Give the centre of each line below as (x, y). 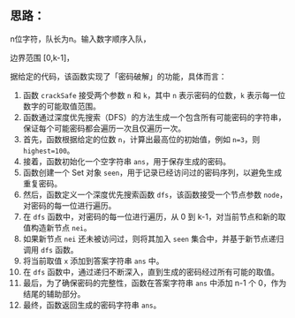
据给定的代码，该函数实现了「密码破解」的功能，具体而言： (118, 76)
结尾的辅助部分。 (54, 293)
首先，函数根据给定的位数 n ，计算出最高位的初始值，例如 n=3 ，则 (141, 139)
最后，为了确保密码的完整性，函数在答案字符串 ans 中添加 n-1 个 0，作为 (155, 283)
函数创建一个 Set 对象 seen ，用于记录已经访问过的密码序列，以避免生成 (152, 172)
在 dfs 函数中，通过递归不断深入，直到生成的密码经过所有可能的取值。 (151, 271)
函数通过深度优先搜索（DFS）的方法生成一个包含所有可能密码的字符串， (154, 117)
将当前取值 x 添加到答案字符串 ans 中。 (93, 261)
